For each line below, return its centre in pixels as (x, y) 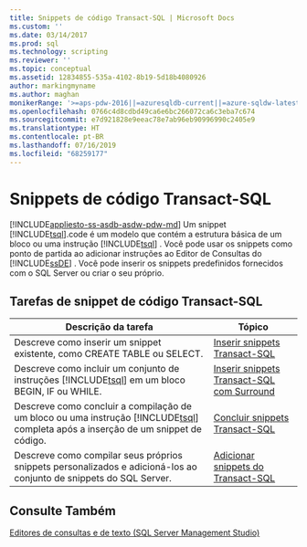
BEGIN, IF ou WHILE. (58, 392)
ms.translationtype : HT (55, 129)
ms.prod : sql (34, 43)
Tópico (254, 327)
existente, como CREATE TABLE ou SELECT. (109, 354)
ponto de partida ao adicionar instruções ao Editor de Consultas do (136, 253)
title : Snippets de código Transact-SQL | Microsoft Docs (122, 18)
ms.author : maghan (44, 94)
